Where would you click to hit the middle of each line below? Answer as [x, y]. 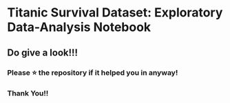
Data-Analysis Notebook [79, 27]
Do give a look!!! [42, 53]
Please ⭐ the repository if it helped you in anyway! [93, 72]
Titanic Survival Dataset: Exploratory [115, 13]
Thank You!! [28, 93]
